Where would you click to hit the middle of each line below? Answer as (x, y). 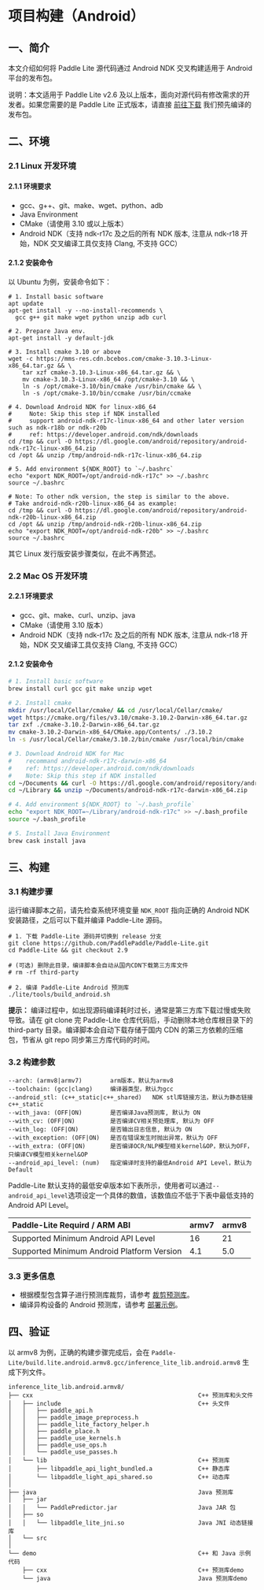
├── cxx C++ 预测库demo (133, 1570)
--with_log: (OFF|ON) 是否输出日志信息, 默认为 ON (100, 1129)
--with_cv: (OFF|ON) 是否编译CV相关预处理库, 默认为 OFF (111, 1121)
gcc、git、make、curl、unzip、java (77, 615)
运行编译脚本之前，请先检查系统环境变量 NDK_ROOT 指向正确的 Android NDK (129, 910)
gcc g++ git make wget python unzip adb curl (91, 317)
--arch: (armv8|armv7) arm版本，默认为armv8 (91, 1080)
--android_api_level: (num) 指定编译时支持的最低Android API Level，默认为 (130, 1163)
